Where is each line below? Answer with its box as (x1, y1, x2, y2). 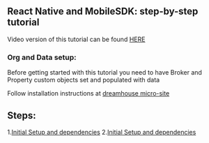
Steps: (7, 110, 36, 121)
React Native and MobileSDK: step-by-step (7, 6, 199, 17)
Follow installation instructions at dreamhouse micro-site (7, 89, 170, 98)
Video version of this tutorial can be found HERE (7, 35, 146, 43)
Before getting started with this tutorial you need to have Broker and (7, 68, 202, 77)
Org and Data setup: (7, 52, 77, 62)
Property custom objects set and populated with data (7, 76, 160, 84)
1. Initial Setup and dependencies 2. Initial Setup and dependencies (7, 128, 196, 136)
